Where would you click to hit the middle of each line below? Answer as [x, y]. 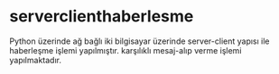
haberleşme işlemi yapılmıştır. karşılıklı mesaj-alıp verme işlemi [126, 50]
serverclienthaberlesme [102, 16]
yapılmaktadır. [35, 60]
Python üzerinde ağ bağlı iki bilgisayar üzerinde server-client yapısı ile [139, 41]
